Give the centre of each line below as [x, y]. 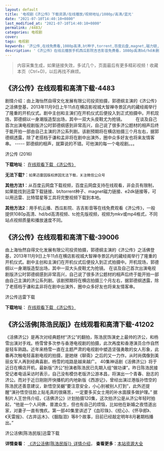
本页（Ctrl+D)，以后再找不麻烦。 [50, 71]
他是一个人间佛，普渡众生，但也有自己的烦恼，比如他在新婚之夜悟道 [84, 404]
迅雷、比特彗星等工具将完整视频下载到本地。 [58, 198]
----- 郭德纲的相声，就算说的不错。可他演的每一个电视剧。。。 [76, 144]
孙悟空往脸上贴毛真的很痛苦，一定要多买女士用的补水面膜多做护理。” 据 [86, 392]
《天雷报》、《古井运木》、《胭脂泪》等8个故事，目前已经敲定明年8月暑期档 [77, 416]
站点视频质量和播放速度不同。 [35, 220]
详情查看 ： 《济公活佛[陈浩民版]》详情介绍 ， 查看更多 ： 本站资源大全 [74, 443]
